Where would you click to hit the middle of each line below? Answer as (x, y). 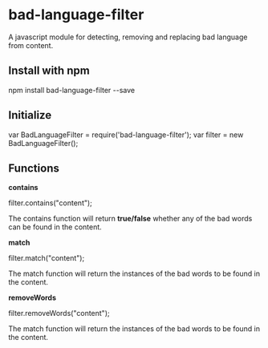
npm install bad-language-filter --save (72, 90)
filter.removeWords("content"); (59, 314)
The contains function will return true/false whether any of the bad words (130, 219)
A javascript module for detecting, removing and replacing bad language (128, 37)
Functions (34, 168)
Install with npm (49, 71)
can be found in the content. (55, 227)
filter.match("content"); (47, 258)
